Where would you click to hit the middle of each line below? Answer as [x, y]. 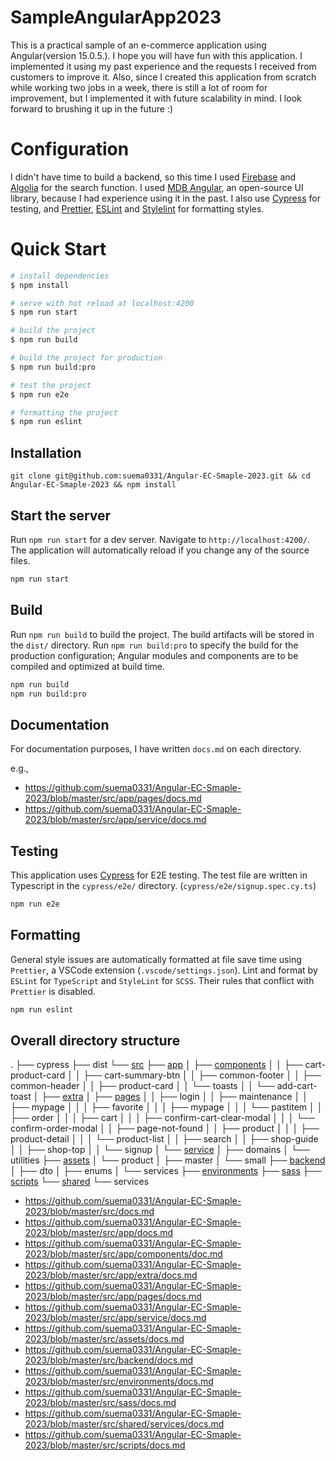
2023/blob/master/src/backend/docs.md [109, 1360]
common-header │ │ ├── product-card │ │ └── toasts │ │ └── [142, 1086]
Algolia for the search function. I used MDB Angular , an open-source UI [157, 187]
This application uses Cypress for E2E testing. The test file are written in [159, 875]
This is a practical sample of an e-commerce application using [138, 45]
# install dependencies [60, 276]
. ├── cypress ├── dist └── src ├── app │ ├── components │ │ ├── [156, 1065]
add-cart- [297, 1086]
